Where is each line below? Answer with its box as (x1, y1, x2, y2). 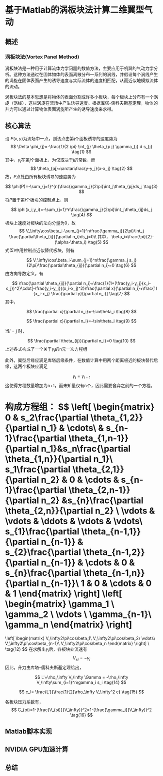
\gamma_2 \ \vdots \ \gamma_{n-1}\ (5, 609, 152, 620)
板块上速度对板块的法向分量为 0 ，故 (5, 220, 76, 226)
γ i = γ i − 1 (72, 373, 91, 380)
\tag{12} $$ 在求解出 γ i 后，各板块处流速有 (5, 646, 87, 653)
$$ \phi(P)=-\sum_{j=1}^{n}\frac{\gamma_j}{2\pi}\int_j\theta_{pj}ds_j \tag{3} (5, 184, 158, 189)
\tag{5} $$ (87, 239, 109, 245)
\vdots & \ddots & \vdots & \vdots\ (5, 516, 143, 527)
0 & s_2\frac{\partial (5, 412, 89, 423)
